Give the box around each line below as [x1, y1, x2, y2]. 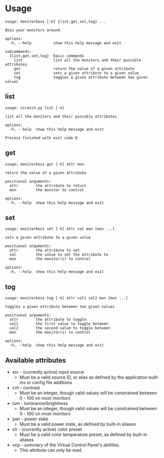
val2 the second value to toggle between [9, 326, 111, 331]
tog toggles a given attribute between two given [14, 74, 148, 80]
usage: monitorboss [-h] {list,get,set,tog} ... [5, 19, 106, 24]
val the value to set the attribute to [9, 252, 109, 257]
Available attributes [5, 356, 66, 364]
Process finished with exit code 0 [5, 135, 78, 140]
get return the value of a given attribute [14, 66, 135, 71]
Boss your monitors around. [5, 27, 63, 32]
